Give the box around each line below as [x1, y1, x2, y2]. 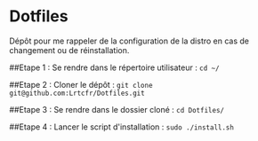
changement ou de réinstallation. [9, 44, 130, 55]
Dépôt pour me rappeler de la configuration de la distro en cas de [9, 35, 250, 46]
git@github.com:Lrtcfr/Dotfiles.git [9, 89, 145, 98]
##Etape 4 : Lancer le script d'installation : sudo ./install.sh [9, 121, 234, 132]
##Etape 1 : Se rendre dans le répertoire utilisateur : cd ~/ [9, 62, 220, 73]
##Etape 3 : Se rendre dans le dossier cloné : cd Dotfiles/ [9, 104, 225, 114]
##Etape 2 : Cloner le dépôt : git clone [9, 79, 153, 90]
